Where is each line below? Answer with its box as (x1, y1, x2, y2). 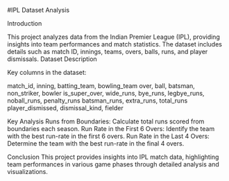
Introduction (7, 19, 42, 27)
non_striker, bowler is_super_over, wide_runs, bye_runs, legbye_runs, (7, 89, 205, 97)
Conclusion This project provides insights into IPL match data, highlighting (7, 153, 219, 161)
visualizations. (7, 168, 49, 175)
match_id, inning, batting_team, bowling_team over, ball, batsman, (7, 82, 196, 89)
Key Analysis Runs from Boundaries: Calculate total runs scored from (7, 117, 205, 126)
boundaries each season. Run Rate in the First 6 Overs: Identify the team (7, 125, 215, 132)
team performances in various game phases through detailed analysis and (7, 160, 220, 169)
